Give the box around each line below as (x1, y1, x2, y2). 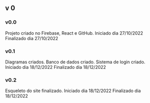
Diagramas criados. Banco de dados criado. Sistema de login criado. (5, 59, 146, 65)
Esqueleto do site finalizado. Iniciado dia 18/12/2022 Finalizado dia (5, 88, 141, 94)
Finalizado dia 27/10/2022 (5, 35, 59, 41)
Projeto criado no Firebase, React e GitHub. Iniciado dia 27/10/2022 (5, 30, 143, 36)
